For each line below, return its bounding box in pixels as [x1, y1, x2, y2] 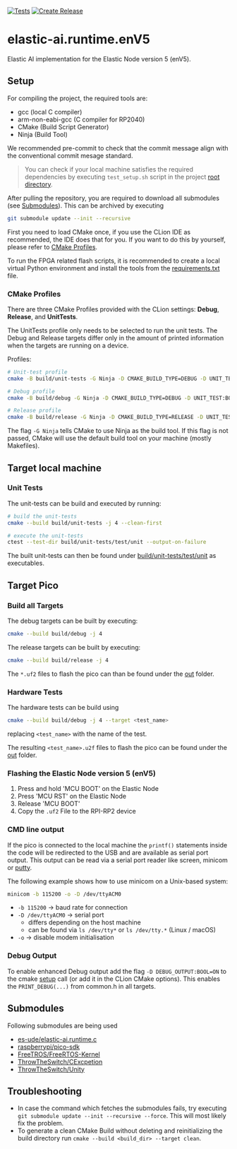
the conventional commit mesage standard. [7, 151, 133, 160]
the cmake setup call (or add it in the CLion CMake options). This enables [7, 975, 221, 983]
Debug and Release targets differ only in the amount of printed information [7, 333, 224, 342]
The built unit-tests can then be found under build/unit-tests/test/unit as [7, 552, 217, 560]
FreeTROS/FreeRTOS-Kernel [17, 1049, 101, 1059]
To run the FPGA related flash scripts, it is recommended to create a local [7, 256, 221, 265]
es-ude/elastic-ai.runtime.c [17, 1035, 97, 1043]
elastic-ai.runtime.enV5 [7, 32, 150, 47]
